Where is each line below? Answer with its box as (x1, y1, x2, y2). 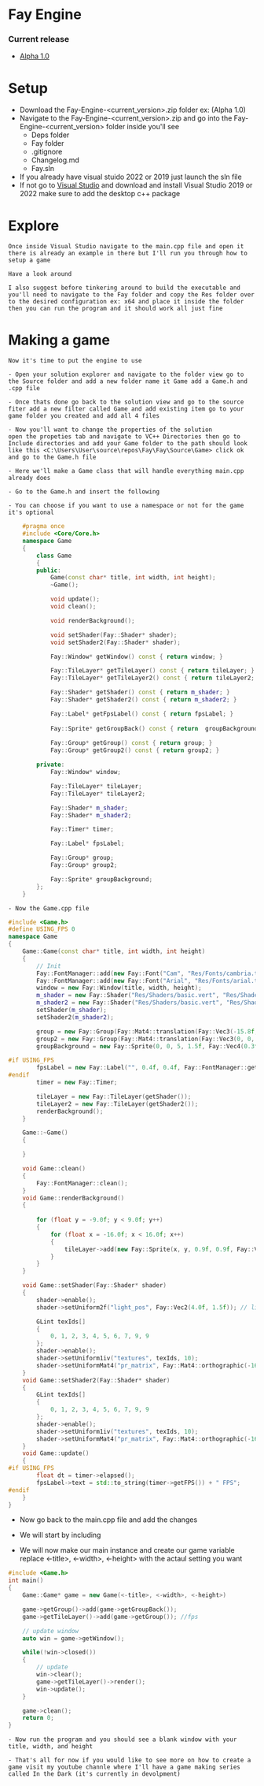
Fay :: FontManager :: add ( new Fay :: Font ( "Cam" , (36, 969, 185, 977)
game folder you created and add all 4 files (8, 412, 159, 420)
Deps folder (31, 130, 70, 140)
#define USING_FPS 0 (8, 925, 76, 933)
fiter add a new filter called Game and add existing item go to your (8, 405, 244, 413)
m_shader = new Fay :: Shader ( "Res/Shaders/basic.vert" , (36, 992, 220, 999)
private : (36, 761, 65, 769)
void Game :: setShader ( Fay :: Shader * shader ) (22, 1282, 167, 1289)
